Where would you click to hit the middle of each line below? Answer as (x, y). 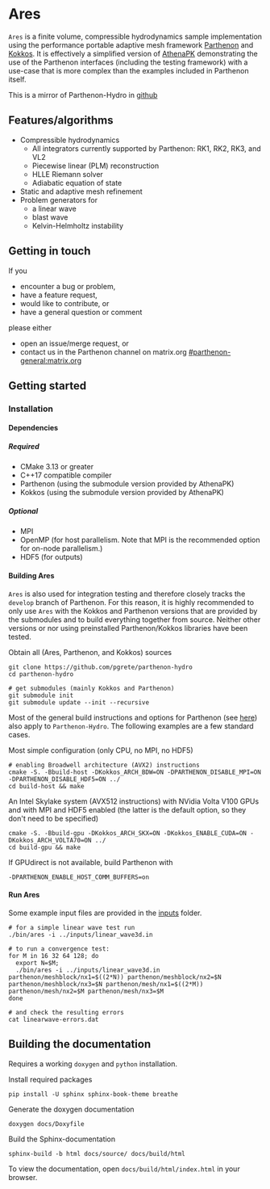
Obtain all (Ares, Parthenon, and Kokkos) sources (90, 652)
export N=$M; (37, 963)
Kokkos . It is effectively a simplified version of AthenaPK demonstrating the (133, 53)
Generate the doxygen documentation (71, 1109)
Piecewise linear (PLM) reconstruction (96, 166)
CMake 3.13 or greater (57, 467)
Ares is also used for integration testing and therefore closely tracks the (127, 594)
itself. (17, 79)
